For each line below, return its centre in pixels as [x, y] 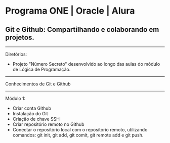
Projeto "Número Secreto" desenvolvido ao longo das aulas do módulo [86, 64]
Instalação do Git [30, 113]
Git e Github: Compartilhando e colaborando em [82, 30]
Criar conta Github [32, 108]
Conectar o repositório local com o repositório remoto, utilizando [80, 130]
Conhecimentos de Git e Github [38, 84]
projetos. [20, 37]
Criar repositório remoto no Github [48, 124]
